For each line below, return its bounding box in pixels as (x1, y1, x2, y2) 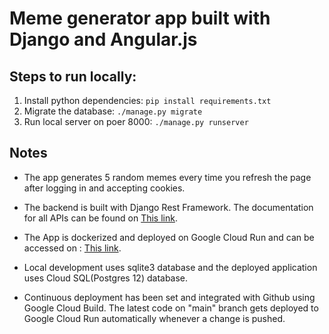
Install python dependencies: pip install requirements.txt (23, 95, 272, 106)
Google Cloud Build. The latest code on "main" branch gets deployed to (23, 302, 319, 314)
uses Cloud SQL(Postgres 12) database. (23, 272, 189, 284)
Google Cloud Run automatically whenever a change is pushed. (23, 312, 286, 324)
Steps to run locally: (9, 68, 137, 85)
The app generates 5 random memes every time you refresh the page (23, 171, 312, 183)
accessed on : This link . (23, 242, 122, 254)
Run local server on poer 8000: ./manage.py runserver (23, 116, 249, 127)
